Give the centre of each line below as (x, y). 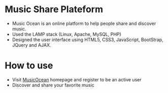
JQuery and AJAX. (31, 45)
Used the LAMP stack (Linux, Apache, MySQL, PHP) (66, 34)
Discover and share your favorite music (53, 85)
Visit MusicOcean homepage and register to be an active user (77, 79)
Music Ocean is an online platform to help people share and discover (84, 23)
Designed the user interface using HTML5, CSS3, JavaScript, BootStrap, (88, 40)
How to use (29, 66)
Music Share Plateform (54, 9)
